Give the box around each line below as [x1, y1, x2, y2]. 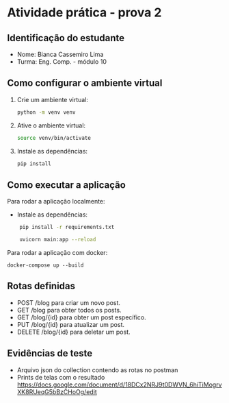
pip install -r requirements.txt [19, 224, 115, 231]
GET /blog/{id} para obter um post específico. [16, 313, 146, 321]
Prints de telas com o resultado [16, 373, 105, 381]
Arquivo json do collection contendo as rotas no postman [16, 365, 178, 374]
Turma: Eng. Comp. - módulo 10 [16, 58, 107, 66]
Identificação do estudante [7, 32, 125, 44]
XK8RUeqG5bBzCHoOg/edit [16, 387, 97, 395]
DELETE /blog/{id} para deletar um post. [16, 328, 131, 336]
